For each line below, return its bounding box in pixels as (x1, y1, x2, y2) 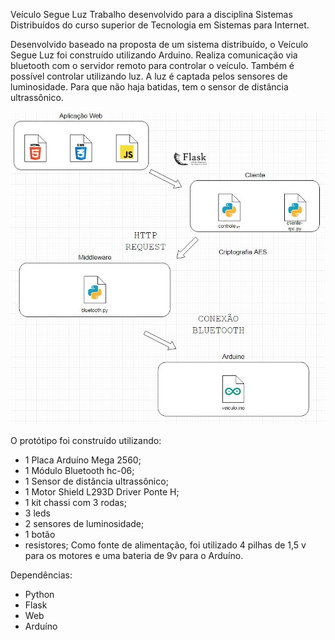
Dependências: (10, 569, 73, 581)
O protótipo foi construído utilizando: (10, 434, 162, 446)
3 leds (24, 507, 51, 519)
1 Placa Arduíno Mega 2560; (24, 454, 142, 466)
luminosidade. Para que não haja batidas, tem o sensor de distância (10, 81, 289, 93)
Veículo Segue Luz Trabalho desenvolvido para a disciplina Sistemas (10, 9, 293, 20)
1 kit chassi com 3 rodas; (24, 496, 127, 508)
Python (24, 588, 55, 600)
